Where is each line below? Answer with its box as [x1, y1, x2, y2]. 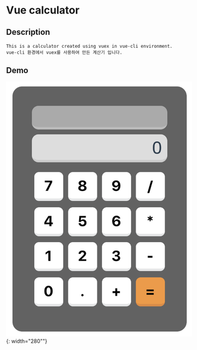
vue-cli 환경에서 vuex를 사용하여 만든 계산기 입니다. [6, 49, 123, 55]
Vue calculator [6, 4, 80, 17]
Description [6, 27, 50, 37]
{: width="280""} [6, 338, 48, 345]
